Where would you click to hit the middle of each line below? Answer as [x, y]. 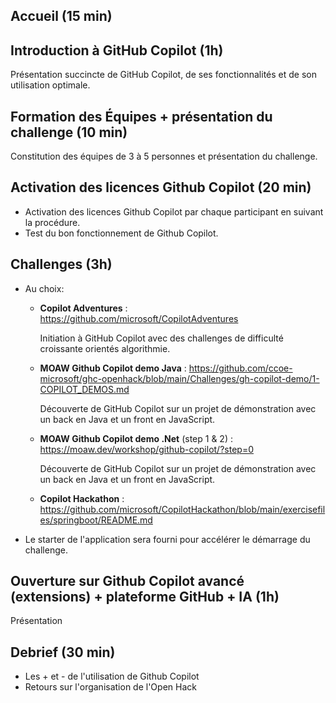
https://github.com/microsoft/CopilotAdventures [139, 318]
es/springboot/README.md [96, 520]
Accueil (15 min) [61, 16]
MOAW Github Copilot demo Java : [113, 368]
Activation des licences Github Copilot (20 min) [161, 187]
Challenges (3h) [61, 264]
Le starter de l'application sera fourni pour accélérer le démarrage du [167, 539]
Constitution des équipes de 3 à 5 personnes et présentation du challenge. [164, 156]
